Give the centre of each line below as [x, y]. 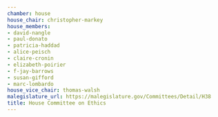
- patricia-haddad [33, 45]
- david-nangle [29, 33]
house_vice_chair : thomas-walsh [53, 90]
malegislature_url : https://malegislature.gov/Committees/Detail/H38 [109, 97]
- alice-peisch [29, 52]
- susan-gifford [30, 77]
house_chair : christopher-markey [55, 20]
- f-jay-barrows [30, 71]
